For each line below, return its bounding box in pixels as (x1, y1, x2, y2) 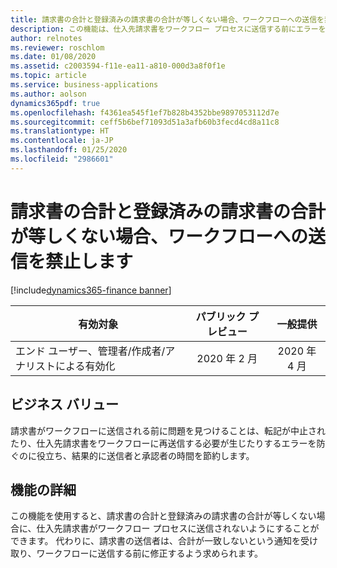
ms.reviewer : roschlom (10, 42, 105, 53)
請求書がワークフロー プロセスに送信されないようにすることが (62, 522, 320, 535)
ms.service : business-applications (10, 80, 159, 90)
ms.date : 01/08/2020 (10, 52, 97, 62)
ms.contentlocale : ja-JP (10, 136, 114, 146)
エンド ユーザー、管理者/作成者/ (15, 344, 166, 358)
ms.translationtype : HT (10, 126, 110, 136)
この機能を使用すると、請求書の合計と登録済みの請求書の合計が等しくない (10, 510, 317, 522)
